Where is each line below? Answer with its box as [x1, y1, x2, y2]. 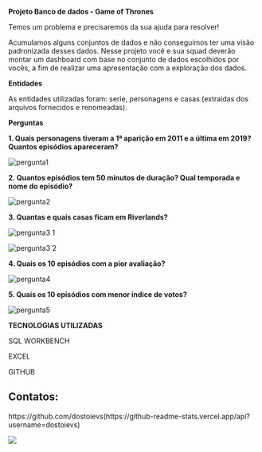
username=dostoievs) [8, 419, 80, 430]
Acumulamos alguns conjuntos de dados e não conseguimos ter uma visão [8, 38, 255, 47]
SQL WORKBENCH [8, 336, 70, 346]
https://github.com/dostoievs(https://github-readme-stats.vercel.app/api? [8, 411, 251, 421]
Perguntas [8, 118, 44, 127]
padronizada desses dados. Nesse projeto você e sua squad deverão [8, 46, 236, 55]
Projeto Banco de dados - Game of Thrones [8, 7, 154, 16]
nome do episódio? [8, 181, 73, 191]
